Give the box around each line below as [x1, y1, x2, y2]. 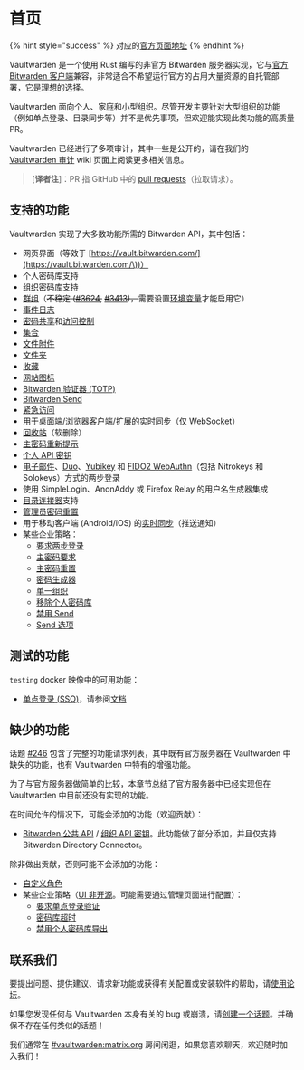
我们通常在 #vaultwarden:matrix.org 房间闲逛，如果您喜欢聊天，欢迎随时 [9, 1039, 280, 1050]
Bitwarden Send [22, 393, 83, 404]
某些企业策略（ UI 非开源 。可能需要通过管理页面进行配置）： [22, 889, 243, 901]
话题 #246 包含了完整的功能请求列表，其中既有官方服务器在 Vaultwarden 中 [9, 748, 291, 759]
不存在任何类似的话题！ [16, 1020, 105, 1031]
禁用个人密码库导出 [35, 923, 109, 934]
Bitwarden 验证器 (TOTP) [22, 383, 116, 394]
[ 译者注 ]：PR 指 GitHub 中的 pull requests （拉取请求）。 [31, 173, 238, 184]
